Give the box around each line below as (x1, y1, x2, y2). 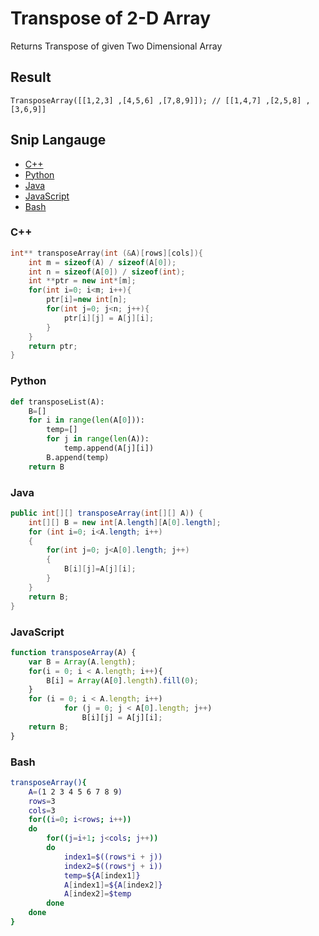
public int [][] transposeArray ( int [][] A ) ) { (10, 508, 203, 518)
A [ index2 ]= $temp (63, 889, 132, 899)
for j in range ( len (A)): (46, 434, 150, 444)
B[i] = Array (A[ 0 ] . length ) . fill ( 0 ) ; (46, 675, 199, 686)
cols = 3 (28, 805, 56, 816)
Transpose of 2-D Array (10, 7, 212, 30)
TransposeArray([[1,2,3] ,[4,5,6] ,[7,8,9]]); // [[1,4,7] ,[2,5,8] (10, 95, 302, 106)
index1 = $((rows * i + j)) (63, 852, 163, 862)
